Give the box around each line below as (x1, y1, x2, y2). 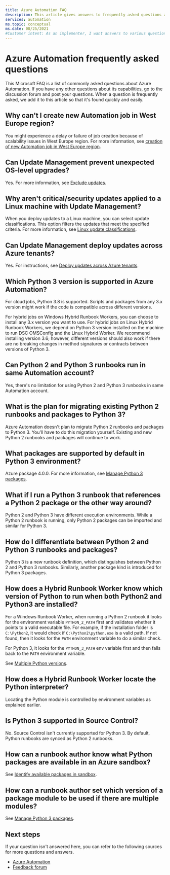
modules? (5, 802, 37, 811)
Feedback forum (12, 864, 47, 870)
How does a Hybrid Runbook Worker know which (5, 584, 163, 593)
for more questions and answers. (5, 849, 74, 855)
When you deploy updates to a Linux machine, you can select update (5, 216, 149, 222)
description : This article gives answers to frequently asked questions (5, 12, 162, 17)
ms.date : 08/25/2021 (5, 26, 49, 31)
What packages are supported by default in (5, 449, 145, 458)
